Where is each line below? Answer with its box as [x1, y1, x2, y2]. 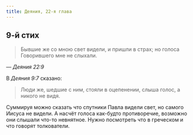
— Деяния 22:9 [6, 63, 45, 70]
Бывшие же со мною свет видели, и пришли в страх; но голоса [20, 46, 180, 53]
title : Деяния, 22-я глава [6, 8, 72, 15]
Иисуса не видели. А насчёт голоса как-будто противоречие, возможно [6, 110, 188, 117]
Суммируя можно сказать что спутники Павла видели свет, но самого [6, 104, 184, 111]
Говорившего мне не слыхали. [20, 52, 97, 59]
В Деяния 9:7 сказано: [6, 75, 63, 82]
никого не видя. [20, 92, 60, 100]
